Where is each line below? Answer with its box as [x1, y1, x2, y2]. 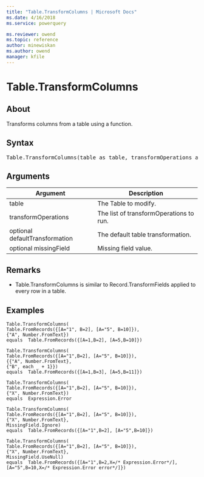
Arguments [6, 171, 50, 181]
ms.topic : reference [6, 37, 59, 43]
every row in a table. [15, 287, 67, 295]
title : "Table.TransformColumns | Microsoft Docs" [6, 9, 137, 15]
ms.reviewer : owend [6, 31, 56, 37]
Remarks [6, 265, 41, 275]
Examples [6, 305, 44, 315]
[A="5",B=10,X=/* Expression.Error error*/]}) [6, 465, 126, 471]
